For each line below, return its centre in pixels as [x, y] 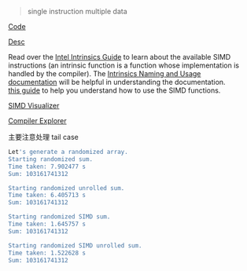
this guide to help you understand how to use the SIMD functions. [114, 90]
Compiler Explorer [37, 121]
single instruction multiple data [77, 11]
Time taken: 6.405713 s [47, 196]
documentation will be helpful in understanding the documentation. [117, 82]
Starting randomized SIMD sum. [59, 217]
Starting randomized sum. [50, 159]
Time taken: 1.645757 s [47, 224]
